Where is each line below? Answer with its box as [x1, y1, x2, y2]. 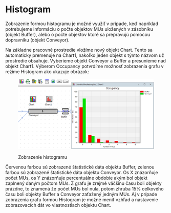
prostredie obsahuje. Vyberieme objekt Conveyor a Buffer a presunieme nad [5, 57, 166, 63]
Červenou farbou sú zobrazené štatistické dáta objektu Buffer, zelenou [5, 164, 155, 170]
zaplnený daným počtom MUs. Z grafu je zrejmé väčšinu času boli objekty [5, 180, 162, 186]
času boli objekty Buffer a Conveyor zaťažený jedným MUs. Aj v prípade [5, 191, 158, 198]
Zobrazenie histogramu [18, 154, 68, 160]
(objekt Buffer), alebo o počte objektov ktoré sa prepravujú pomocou [5, 31, 150, 37]
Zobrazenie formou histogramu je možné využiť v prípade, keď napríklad [5, 20, 159, 27]
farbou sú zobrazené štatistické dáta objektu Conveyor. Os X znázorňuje [5, 169, 158, 176]
